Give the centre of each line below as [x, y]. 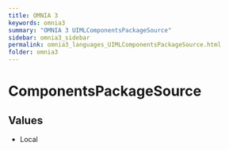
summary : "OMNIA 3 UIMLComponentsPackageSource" [90, 30]
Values [26, 120]
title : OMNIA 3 [33, 15]
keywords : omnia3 [37, 23]
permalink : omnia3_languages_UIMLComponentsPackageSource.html [115, 45]
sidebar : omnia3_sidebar [49, 37]
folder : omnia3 [33, 52]
